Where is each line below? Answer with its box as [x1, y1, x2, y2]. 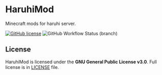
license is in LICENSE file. [5, 64, 59, 70]
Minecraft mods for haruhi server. [5, 20, 76, 27]
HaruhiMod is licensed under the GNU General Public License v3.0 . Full [5, 59, 157, 65]
